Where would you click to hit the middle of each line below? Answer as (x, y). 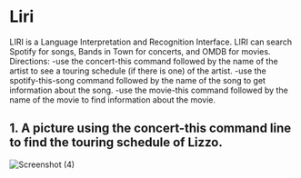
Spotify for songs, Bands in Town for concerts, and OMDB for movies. (140, 51)
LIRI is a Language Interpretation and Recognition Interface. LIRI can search (151, 42)
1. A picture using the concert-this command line (150, 129)
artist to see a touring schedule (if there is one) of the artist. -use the (138, 71)
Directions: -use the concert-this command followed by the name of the (144, 61)
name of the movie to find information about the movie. (113, 99)
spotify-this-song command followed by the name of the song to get (138, 80)
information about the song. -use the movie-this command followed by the (149, 90)
